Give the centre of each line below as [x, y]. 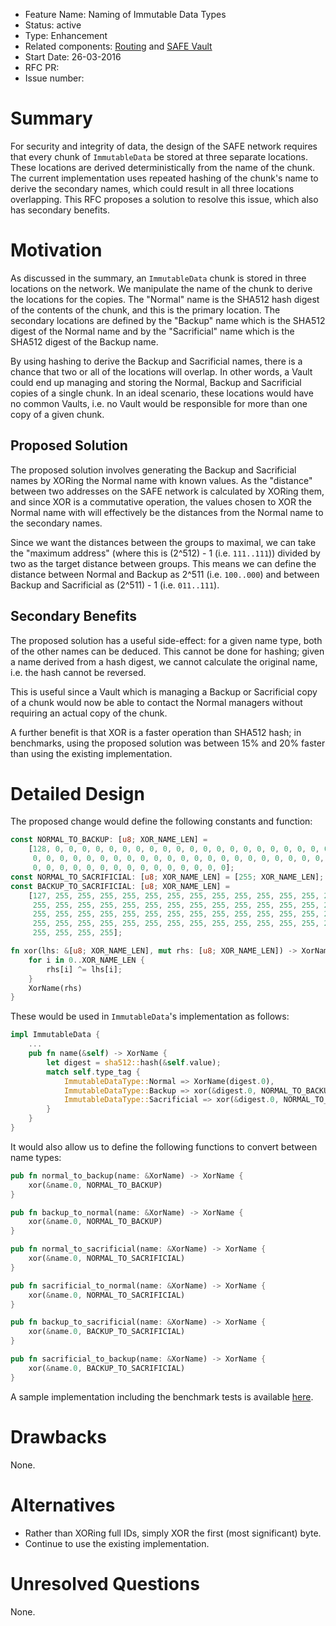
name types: [36, 1157]
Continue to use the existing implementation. [117, 1543]
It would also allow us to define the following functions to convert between [164, 1146]
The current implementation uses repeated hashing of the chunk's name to [164, 178]
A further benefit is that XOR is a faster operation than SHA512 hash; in [156, 732]
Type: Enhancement [66, 35]
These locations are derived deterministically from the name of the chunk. [162, 167]
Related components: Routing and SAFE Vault [118, 46]
